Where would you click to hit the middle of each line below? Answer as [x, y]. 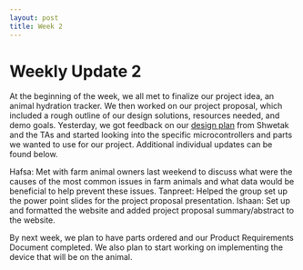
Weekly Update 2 [76, 71]
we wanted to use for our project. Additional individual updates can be [141, 145]
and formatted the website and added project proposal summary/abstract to [151, 211]
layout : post [34, 18]
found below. [34, 155]
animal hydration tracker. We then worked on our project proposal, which [146, 106]
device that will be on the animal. [71, 257]
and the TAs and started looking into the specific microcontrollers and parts [151, 135]
